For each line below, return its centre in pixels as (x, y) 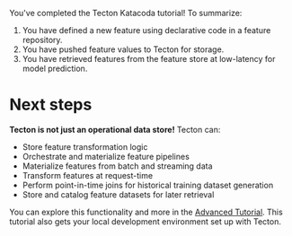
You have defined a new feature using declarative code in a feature (146, 30)
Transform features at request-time (88, 175)
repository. (42, 40)
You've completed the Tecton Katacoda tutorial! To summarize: (126, 13)
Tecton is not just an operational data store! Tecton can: (115, 129)
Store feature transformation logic (85, 146)
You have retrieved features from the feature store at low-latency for (149, 59)
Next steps (51, 105)
